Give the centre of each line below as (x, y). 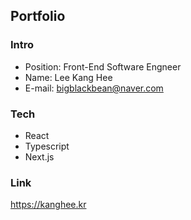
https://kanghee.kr (48, 205)
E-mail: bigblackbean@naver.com (94, 88)
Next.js (39, 156)
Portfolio (38, 16)
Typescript (47, 146)
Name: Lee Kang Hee (68, 77)
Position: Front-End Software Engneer (103, 66)
